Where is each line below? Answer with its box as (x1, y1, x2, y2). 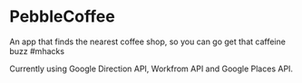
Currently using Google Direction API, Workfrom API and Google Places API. (9, 63, 293, 74)
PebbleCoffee (9, 6, 115, 27)
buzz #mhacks (9, 45, 65, 56)
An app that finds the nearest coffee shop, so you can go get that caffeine (9, 36, 286, 47)
